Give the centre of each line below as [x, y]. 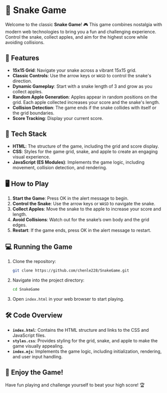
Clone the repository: [34, 261]
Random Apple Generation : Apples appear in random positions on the [85, 97]
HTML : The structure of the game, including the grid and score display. [85, 146]
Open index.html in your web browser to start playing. [68, 299]
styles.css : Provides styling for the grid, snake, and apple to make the [85, 340]
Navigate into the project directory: [48, 280]
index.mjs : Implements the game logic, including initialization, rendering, [87, 351]
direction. [22, 81]
